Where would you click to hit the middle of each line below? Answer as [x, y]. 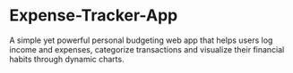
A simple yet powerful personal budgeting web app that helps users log [141, 40]
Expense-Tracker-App [94, 16]
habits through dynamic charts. [67, 59]
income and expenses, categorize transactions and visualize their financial [147, 49]
